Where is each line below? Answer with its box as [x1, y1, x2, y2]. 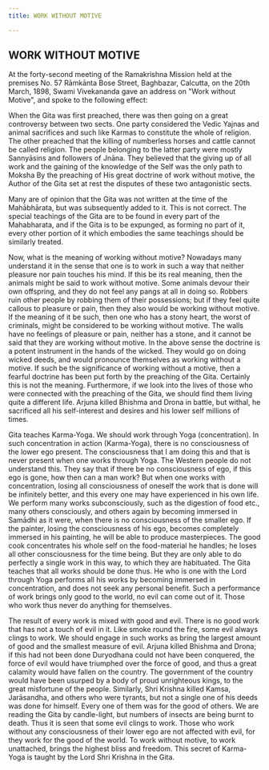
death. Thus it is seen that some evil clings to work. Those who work [8, 719, 235, 728]
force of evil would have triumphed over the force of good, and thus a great [8, 659, 258, 668]
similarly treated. [8, 237, 64, 247]
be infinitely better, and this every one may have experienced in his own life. [8, 490, 259, 500]
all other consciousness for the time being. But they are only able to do [8, 549, 242, 559]
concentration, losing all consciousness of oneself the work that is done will [8, 481, 259, 491]
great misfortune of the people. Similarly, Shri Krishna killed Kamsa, [8, 684, 231, 694]
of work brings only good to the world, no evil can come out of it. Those [8, 592, 246, 602]
